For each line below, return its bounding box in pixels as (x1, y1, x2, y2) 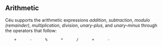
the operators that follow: (5, 27, 57, 34)
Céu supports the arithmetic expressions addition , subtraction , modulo (5, 17, 150, 23)
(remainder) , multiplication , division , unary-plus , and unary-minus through (5, 22, 158, 28)
